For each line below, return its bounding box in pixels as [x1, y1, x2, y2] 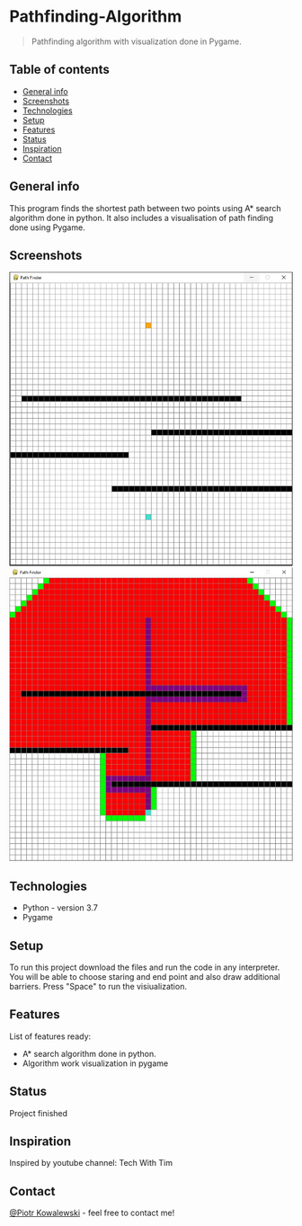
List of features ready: [9, 1031, 92, 1042]
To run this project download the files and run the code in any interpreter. [9, 962, 280, 973]
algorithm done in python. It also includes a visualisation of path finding [9, 212, 274, 223]
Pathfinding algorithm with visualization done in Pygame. [31, 36, 242, 47]
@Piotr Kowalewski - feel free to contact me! [9, 1207, 175, 1219]
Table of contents [9, 62, 110, 77]
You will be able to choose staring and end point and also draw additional [9, 972, 280, 982]
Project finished [9, 1107, 68, 1118]
